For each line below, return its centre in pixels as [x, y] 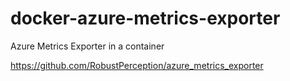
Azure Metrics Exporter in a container [87, 46]
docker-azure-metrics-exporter [145, 18]
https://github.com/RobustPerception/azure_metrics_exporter [137, 65]
